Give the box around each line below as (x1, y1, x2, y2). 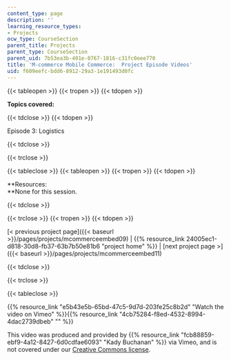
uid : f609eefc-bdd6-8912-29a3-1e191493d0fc (7, 67, 134, 74)
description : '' (7, 17, 54, 23)
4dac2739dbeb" (7, 317, 54, 326)
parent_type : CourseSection (7, 49, 88, 56)
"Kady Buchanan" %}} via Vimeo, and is (103, 338, 217, 346)
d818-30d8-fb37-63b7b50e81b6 (7, 242, 101, 250)
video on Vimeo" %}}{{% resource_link (7, 310, 119, 318)
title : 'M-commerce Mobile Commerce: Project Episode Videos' (7, 61, 193, 68)
